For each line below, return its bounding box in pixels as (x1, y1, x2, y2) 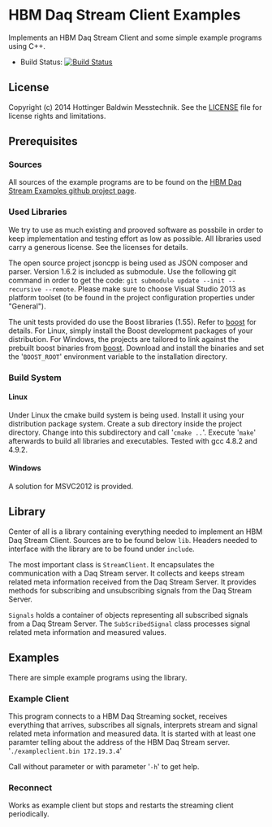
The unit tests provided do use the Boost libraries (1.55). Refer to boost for (8, 317, 257, 326)
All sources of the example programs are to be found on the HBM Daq (8, 177, 242, 187)
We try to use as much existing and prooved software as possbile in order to (8, 225, 264, 234)
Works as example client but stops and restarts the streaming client (8, 800, 234, 811)
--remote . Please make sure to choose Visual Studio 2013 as (44, 283, 246, 294)
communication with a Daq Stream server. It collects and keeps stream (8, 568, 245, 578)
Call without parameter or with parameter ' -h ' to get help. (8, 761, 200, 771)
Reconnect (8, 781, 53, 793)
